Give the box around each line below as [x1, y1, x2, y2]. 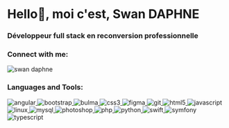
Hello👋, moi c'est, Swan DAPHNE [7, 6, 200, 22]
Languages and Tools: [7, 82, 83, 92]
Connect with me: [7, 50, 69, 60]
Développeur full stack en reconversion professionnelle [7, 31, 199, 41]
